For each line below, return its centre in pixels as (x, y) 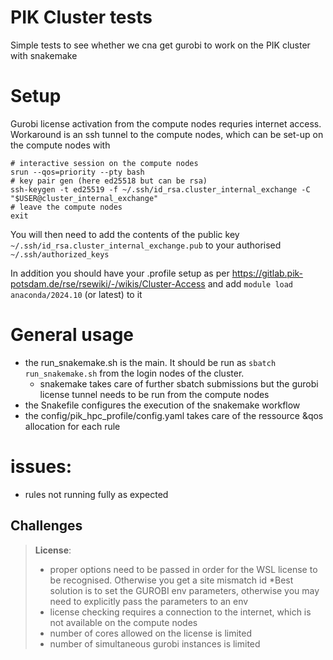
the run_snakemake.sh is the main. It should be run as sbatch (150, 362)
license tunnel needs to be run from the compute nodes (154, 394)
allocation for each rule (72, 426)
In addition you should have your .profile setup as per (120, 273)
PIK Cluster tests (81, 17)
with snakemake (44, 55)
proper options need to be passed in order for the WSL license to (183, 569)
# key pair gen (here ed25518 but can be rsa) (109, 181)
